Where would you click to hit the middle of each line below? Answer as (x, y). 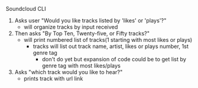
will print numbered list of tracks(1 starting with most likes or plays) (108, 40)
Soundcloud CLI (26, 9)
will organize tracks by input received (71, 27)
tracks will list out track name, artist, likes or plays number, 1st (111, 46)
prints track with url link (53, 79)
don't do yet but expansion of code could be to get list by (114, 59)
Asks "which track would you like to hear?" (68, 72)
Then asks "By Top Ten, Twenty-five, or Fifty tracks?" (82, 33)
